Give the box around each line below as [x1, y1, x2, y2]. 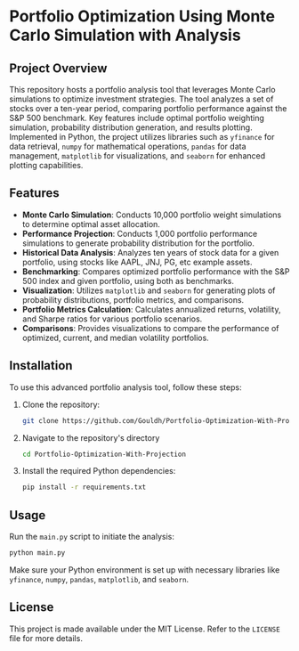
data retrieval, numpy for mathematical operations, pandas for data [9, 141, 246, 151]
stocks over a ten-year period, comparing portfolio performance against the [9, 103, 287, 113]
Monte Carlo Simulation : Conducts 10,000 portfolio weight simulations [21, 209, 282, 220]
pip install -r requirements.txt [21, 483, 147, 492]
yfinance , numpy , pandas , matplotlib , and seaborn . [9, 574, 190, 584]
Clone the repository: [21, 399, 101, 410]
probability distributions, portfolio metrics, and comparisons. [21, 294, 245, 305]
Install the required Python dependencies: [21, 466, 176, 476]
